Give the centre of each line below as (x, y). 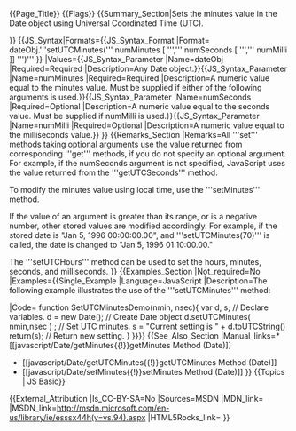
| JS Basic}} (43, 381)
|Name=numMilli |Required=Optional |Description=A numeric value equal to (147, 125)
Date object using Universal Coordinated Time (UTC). (106, 23)
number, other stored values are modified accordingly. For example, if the (143, 226)
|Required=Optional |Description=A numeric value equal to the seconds (140, 106)
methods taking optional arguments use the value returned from (126, 144)
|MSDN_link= (33, 408)
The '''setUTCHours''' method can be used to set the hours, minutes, (135, 262)
